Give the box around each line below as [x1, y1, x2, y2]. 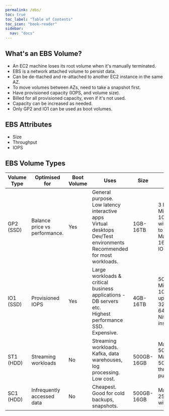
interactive [92, 208, 117, 215]
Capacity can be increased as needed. [12, 100, 93, 106]
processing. [92, 369, 120, 376]
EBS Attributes [5, 121, 52, 129]
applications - [92, 291, 126, 299]
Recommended [92, 246, 128, 253]
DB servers [92, 298, 119, 305]
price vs [31, 223, 51, 230]
